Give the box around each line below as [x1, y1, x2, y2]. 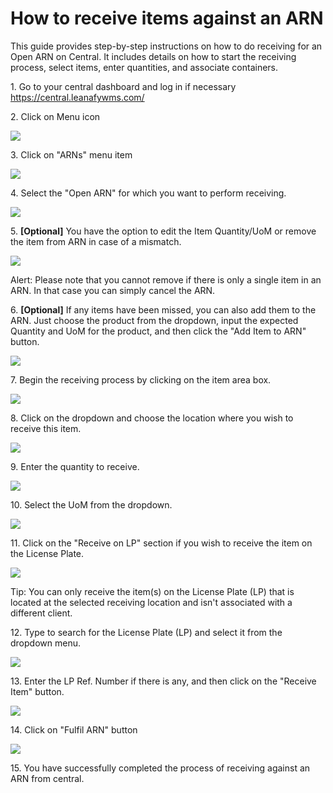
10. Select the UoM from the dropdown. [10, 498, 173, 511]
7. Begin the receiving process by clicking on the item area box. [10, 373, 272, 386]
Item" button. [10, 685, 65, 697]
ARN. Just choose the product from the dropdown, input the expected [10, 314, 299, 326]
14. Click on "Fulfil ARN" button [10, 723, 138, 736]
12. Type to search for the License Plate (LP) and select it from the [10, 626, 283, 638]
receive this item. [10, 422, 82, 434]
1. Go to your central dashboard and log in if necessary [10, 80, 237, 92]
